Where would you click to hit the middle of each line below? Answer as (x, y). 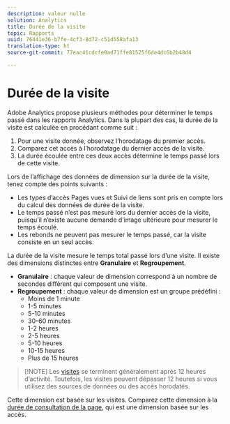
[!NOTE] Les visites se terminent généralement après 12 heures (115, 371)
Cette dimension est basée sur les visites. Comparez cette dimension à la (113, 400)
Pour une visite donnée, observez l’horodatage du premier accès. (111, 141)
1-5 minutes (45, 306)
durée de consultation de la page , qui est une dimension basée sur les (108, 407)
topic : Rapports (31, 33)
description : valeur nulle (46, 14)
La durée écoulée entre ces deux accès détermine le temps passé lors (118, 156)
